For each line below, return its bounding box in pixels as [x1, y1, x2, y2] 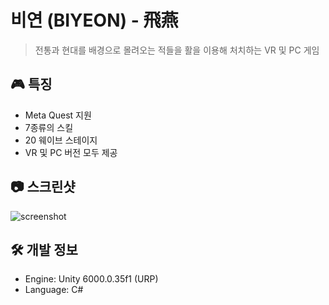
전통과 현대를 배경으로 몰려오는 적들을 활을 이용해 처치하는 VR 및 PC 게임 [34, 44, 320, 56]
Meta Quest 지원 [24, 109, 92, 121]
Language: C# [24, 284, 84, 296]
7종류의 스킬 [24, 121, 74, 133]
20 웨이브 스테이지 [24, 134, 98, 146]
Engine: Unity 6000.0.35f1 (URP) [24, 273, 159, 285]
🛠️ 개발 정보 [10, 241, 78, 258]
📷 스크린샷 [10, 179, 76, 196]
